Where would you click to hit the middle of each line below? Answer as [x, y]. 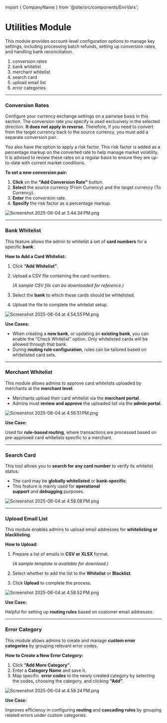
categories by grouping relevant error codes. [51, 646]
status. [12, 471]
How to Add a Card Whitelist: [36, 256]
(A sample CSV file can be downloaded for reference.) [68, 285]
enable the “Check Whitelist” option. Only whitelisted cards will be [80, 339]
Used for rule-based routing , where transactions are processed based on [81, 432]
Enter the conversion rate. [39, 198]
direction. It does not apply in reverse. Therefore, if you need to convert [79, 127]
